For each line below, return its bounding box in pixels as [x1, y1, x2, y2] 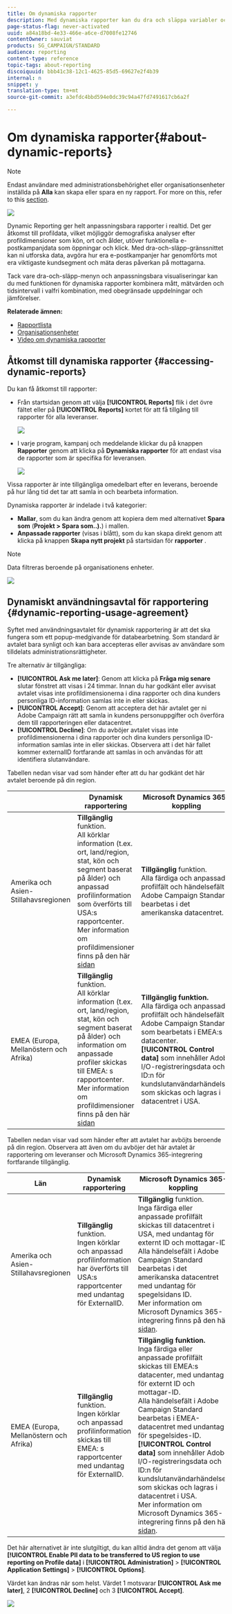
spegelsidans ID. [137, 1290, 192, 1299]
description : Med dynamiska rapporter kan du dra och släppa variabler [7, 17, 217, 24]
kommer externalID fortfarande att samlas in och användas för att [17, 748, 203, 756]
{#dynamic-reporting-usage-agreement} [7, 607, 189, 619]
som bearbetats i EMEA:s [141, 1027, 223, 1036]
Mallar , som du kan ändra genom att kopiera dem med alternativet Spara [17, 514, 225, 522]
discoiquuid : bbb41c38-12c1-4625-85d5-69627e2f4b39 [7, 68, 159, 75]
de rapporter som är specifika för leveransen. [17, 454, 146, 462]
